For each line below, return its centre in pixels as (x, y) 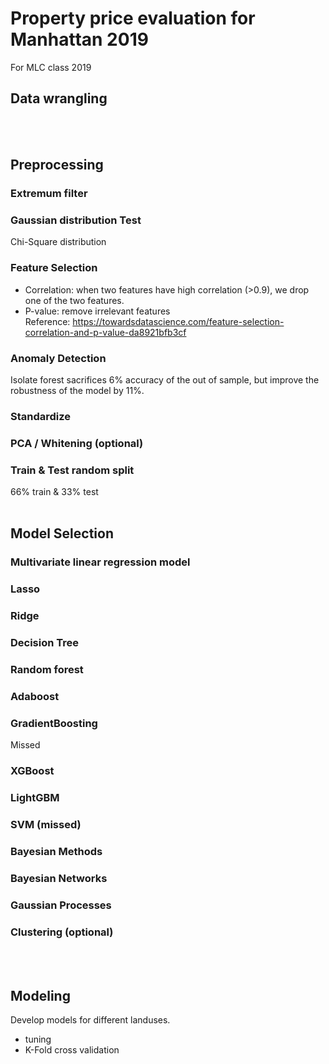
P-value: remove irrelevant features (97, 311)
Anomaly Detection (58, 358)
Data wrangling (59, 98)
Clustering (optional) (62, 932)
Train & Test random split (72, 470)
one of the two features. (74, 300)
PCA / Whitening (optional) (77, 443)
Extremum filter (49, 194)
